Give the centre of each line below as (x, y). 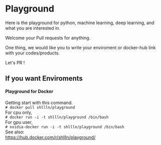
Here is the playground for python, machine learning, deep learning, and (80, 23)
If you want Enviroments (44, 79)
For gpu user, (19, 122)
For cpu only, (19, 112)
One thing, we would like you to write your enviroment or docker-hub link (80, 47)
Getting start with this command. (39, 102)
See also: (15, 132)
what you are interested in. (33, 28)
